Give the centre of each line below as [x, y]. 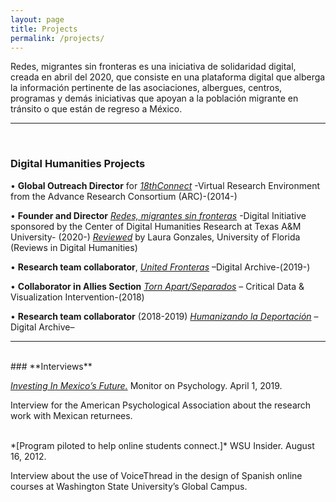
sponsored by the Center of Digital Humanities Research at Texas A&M [156, 226]
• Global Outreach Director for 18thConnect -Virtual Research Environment [165, 185]
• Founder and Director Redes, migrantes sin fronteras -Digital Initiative [158, 215]
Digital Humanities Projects [78, 164]
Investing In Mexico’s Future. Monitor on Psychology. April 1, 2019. [146, 385]
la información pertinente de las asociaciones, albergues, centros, [146, 88]
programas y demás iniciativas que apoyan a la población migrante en [154, 98]
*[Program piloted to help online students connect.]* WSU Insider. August [162, 445]
